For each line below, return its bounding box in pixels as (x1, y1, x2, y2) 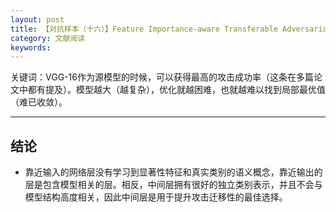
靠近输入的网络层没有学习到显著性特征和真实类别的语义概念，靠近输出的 (24, 166, 323, 178)
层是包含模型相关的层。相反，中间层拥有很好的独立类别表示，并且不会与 (24, 179, 323, 191)
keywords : (10, 42, 52, 53)
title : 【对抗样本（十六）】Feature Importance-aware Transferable (10, 24, 278, 34)
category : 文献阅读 (10, 33, 86, 43)
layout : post (10, 14, 65, 25)
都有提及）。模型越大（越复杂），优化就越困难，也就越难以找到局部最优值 (27, 84, 326, 96)
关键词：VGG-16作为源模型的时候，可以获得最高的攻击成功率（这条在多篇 (10, 71, 314, 83)
